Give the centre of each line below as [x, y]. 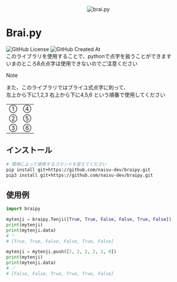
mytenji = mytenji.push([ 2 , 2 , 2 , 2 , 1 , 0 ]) [61, 252]
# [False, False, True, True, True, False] [60, 273]
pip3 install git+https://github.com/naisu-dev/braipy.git [80, 175]
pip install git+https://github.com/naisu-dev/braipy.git [78, 170]
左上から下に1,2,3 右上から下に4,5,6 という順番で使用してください [86, 95]
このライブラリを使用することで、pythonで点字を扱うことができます [89, 56]
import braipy [23, 209]
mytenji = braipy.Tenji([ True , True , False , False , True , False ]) [89, 220]
